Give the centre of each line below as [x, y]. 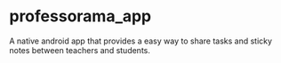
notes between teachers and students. [80, 50]
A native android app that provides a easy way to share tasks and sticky [141, 41]
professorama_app [80, 16]
